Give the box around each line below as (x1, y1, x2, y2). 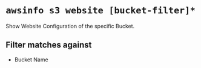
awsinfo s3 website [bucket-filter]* (5, 5, 196, 16)
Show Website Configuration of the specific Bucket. (5, 22, 135, 29)
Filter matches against (5, 40, 92, 50)
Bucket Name (14, 56, 49, 63)
